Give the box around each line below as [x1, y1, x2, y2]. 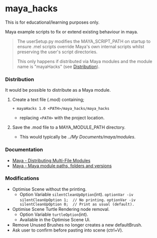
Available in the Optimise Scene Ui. [19, 216, 91, 222]
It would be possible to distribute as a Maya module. [5, 87, 111, 93]
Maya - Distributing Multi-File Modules [12, 157, 91, 163]
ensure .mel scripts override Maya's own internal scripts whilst [17, 43, 144, 49]
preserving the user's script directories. [17, 49, 97, 55]
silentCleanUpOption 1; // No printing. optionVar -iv [19, 198, 136, 203]
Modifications [5, 175, 39, 182]
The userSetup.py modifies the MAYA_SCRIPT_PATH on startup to [17, 38, 151, 44]
